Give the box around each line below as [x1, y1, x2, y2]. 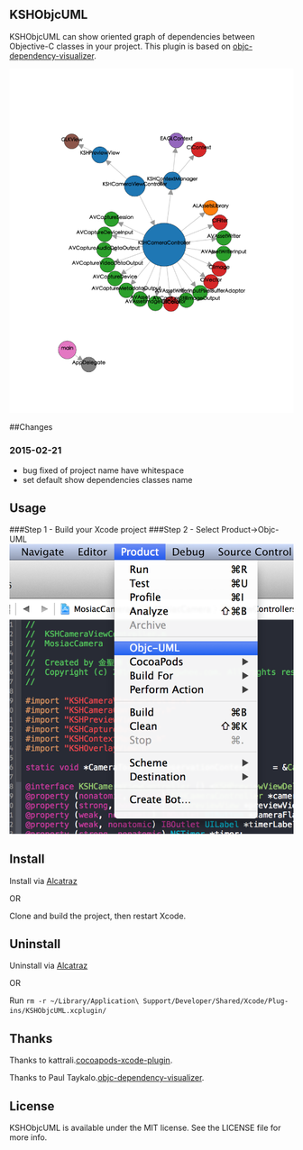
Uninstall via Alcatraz [9, 960, 88, 972]
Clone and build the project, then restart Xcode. [9, 910, 187, 921]
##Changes [9, 422, 53, 433]
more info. [9, 1132, 48, 1143]
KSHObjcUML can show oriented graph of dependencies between [9, 31, 255, 41]
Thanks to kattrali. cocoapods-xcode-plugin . [9, 1054, 173, 1066]
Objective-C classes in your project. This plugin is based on [9, 41, 232, 51]
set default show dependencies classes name [22, 474, 193, 485]
